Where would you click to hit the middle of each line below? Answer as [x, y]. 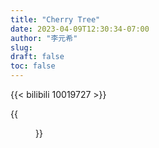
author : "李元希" [44, 38]
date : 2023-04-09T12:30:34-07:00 [80, 29]
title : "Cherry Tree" [55, 19]
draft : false [37, 57]
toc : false [33, 66]
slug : [21, 47]
